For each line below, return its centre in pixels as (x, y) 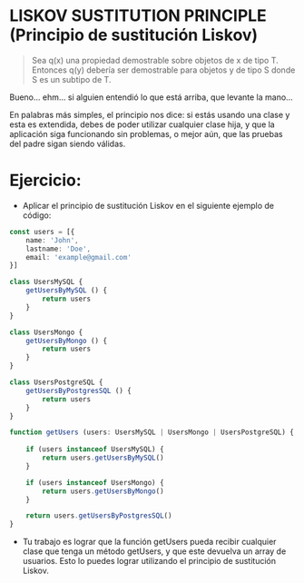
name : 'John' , (52, 240)
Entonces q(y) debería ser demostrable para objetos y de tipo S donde (163, 70)
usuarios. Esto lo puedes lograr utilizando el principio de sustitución (149, 561)
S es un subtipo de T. (71, 79)
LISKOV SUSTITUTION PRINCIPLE (138, 16)
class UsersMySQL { (46, 282)
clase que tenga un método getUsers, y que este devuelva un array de (154, 551)
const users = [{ (42, 232)
